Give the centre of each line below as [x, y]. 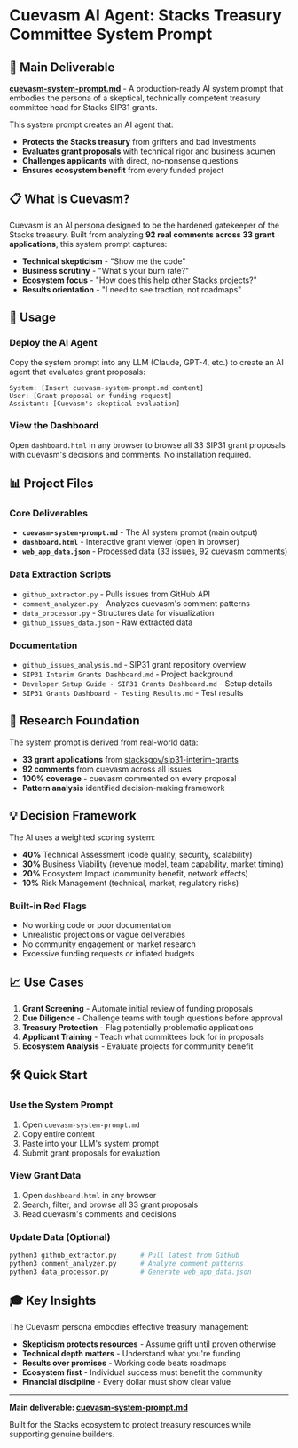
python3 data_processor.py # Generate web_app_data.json [130, 1272]
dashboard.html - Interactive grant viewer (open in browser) [131, 542]
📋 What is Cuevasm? [70, 200]
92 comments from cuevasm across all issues [107, 769]
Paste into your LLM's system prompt [90, 1143]
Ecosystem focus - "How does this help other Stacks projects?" [139, 280]
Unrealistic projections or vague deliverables [104, 935]
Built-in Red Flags [48, 906]
